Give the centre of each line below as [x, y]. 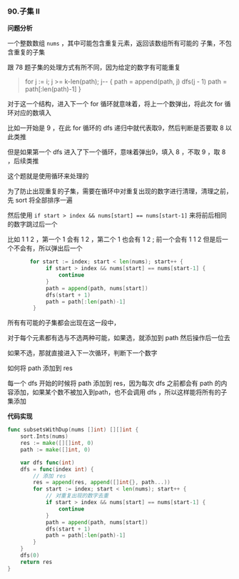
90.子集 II [24, 11]
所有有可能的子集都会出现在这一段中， [63, 323]
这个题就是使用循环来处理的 [48, 176]
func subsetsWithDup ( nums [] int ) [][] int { [73, 430]
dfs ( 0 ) [30, 555]
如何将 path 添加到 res [40, 368]
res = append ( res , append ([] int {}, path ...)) [102, 483]
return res [36, 562]
